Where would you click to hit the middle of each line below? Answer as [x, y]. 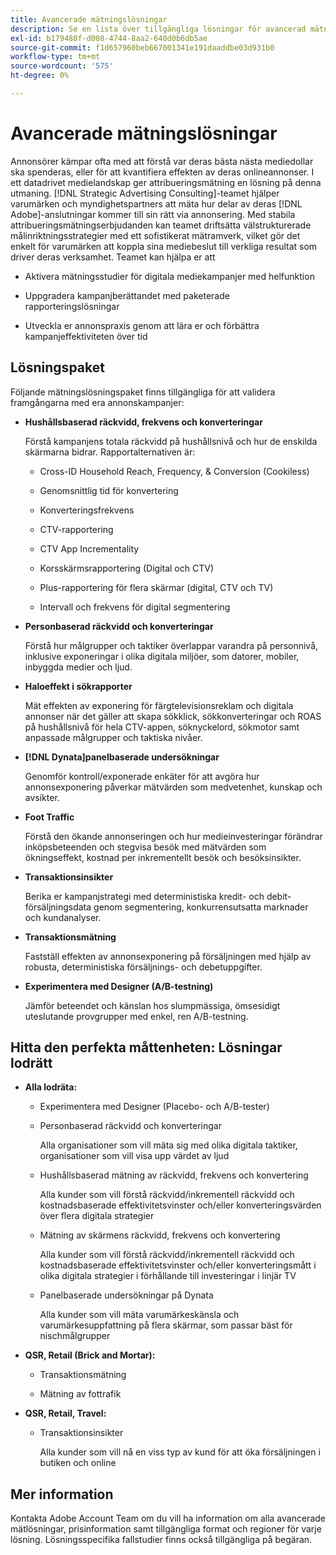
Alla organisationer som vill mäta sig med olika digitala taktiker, [168, 1145]
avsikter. [42, 797]
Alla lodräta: [51, 1087]
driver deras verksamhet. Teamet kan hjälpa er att [113, 257]
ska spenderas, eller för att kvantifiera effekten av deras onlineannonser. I [162, 172]
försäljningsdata [58, 907]
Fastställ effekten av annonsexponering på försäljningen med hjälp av [168, 956]
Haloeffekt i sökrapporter [78, 686]
